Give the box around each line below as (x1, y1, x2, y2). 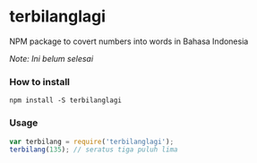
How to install (9, 75, 70, 88)
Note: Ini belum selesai (9, 53, 94, 64)
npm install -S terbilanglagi (9, 96, 123, 105)
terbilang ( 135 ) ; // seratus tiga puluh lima (9, 145, 178, 154)
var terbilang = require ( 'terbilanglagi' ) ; (9, 137, 175, 146)
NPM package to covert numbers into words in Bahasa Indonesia (9, 36, 249, 47)
